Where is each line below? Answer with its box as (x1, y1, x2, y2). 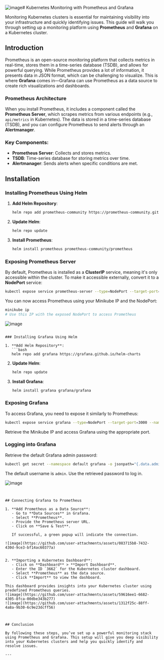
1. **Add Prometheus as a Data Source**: (5, 506, 91, 511)
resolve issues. (5, 643, 38, 648)
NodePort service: (5, 280, 42, 286)
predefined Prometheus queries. (5, 588, 71, 593)
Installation (5, 175, 40, 183)
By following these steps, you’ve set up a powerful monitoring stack (5, 631, 152, 636)
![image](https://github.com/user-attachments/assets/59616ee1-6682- (5, 592, 150, 597)
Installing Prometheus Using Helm (5, 189, 88, 196)
